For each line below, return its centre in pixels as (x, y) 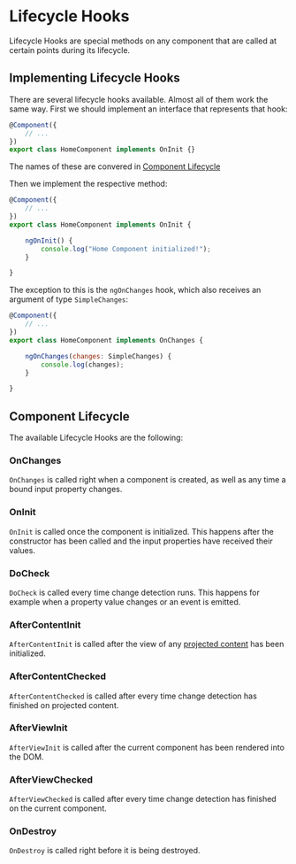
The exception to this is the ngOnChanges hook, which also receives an (135, 290)
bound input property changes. (66, 490)
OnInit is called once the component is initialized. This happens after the (141, 531)
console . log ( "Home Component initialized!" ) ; (126, 249)
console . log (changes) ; (83, 365)
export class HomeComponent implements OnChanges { (106, 340)
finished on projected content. (64, 705)
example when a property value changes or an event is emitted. (125, 602)
